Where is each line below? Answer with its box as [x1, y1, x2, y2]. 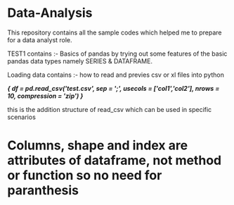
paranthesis [7, 182, 79, 199]
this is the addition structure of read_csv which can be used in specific [7, 105, 212, 113]
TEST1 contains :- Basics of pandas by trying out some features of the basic [7, 49, 228, 58]
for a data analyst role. [7, 35, 72, 44]
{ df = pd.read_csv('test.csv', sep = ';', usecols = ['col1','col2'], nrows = [7, 84, 220, 92]
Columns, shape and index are [7, 137, 188, 154]
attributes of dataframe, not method [7, 153, 222, 168]
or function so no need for [7, 168, 162, 184]
